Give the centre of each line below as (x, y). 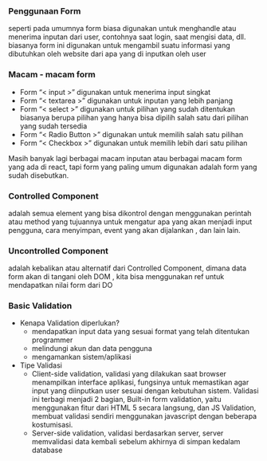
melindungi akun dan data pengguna (92, 349)
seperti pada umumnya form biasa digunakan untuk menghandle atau (122, 29)
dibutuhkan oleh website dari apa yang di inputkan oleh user (108, 54)
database (47, 450)
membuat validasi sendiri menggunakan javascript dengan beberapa (144, 416)
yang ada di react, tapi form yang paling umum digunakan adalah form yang (133, 167)
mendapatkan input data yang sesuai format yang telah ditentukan (140, 332)
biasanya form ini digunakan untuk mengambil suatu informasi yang (120, 45)
